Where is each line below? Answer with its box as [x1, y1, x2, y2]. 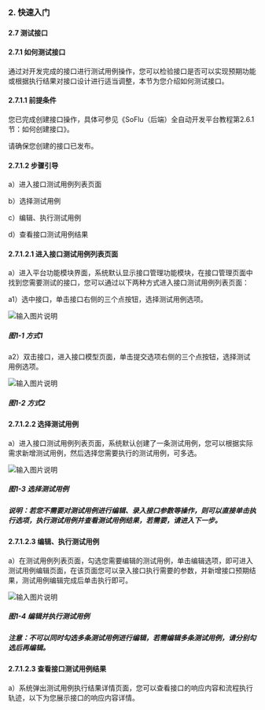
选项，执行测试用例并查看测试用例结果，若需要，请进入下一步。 [14, 515, 222, 524]
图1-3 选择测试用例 [8, 484, 69, 494]
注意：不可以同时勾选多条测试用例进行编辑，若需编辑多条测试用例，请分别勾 [8, 633, 256, 642]
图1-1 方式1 [8, 330, 43, 340]
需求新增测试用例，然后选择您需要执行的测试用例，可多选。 [8, 448, 201, 458]
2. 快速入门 [8, 6, 50, 17]
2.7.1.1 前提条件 [8, 96, 57, 105]
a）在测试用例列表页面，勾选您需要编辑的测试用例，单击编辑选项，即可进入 [8, 556, 253, 565]
